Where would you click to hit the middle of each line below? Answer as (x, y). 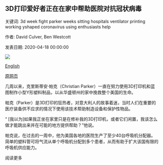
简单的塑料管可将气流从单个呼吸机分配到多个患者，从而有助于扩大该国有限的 (82, 141)
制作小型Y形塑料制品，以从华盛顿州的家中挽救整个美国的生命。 (72, 92)
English (12, 66)
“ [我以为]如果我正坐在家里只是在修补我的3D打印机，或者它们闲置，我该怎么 (81, 119)
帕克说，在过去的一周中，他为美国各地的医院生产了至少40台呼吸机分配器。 (80, 135)
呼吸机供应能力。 (22, 148)
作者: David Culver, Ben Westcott (38, 37)
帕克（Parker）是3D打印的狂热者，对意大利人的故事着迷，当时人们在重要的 (81, 102)
